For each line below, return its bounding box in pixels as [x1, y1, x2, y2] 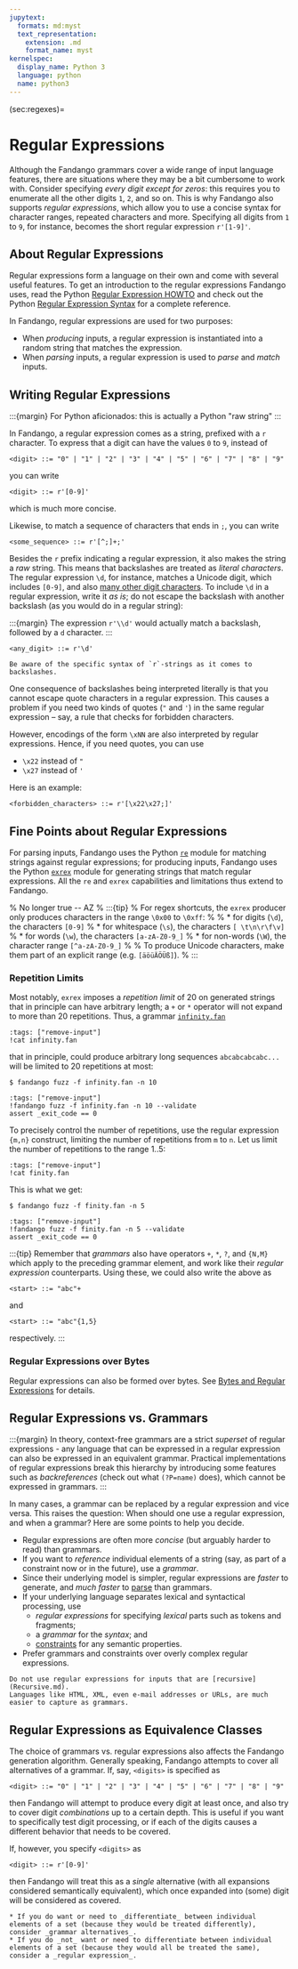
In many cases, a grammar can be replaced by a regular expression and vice [9, 1498, 290, 1509]
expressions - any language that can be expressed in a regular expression [9, 1443, 281, 1455]
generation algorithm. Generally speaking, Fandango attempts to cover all [9, 1755, 278, 1766]
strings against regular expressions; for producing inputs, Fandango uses [9, 857, 278, 867]
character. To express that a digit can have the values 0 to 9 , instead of [9, 438, 269, 448]
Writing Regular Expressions [9, 387, 171, 402]
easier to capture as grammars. [9, 1699, 129, 1707]
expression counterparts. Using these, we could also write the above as [9, 1267, 272, 1278]
